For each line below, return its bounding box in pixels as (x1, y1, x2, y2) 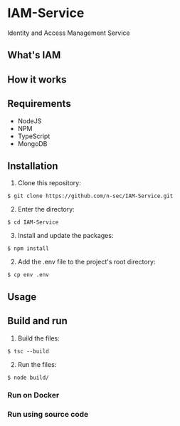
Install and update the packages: (17, 232, 114, 240)
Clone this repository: (17, 179, 81, 187)
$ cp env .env (7, 271, 50, 279)
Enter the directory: (17, 205, 75, 214)
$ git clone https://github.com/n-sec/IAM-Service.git (7, 192, 174, 200)
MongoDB (17, 139, 48, 147)
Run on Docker (7, 390, 60, 400)
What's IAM (7, 49, 61, 61)
